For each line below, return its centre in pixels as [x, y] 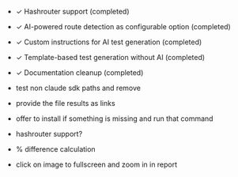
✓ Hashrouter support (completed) [72, 11]
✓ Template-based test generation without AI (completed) [110, 57]
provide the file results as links [66, 103]
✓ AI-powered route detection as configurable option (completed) [123, 26]
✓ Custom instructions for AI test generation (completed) [109, 42]
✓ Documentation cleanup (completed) [79, 73]
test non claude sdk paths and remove [78, 88]
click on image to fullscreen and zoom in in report [96, 164]
